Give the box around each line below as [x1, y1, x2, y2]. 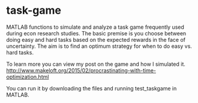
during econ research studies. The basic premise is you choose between [6, 29, 187, 37]
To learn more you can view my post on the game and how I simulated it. [6, 60, 186, 68]
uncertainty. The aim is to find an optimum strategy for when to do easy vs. [6, 43, 192, 50]
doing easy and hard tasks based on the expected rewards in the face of [6, 36, 186, 43]
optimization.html [6, 73, 49, 80]
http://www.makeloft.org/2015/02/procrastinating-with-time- [6, 66, 157, 74]
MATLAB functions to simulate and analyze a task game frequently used [6, 23, 185, 31]
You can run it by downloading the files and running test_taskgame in [6, 84, 177, 92]
